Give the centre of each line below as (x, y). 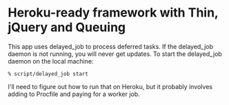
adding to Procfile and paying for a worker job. (74, 94)
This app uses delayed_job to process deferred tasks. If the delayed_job (110, 46)
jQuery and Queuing (67, 27)
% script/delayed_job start (48, 74)
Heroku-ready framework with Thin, (113, 13)
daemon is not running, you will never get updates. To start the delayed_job (115, 54)
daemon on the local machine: (51, 61)
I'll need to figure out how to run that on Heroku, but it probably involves (110, 86)
